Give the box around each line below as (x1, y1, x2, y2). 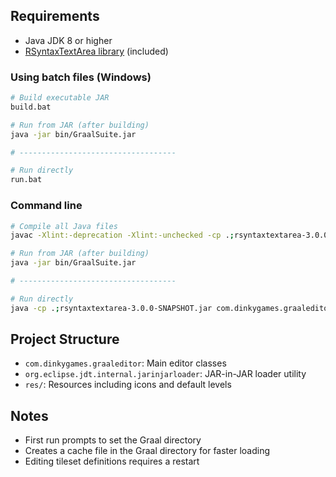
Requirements (10, 8, 100, 25)
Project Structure (10, 331, 120, 348)
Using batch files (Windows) (10, 70, 152, 84)
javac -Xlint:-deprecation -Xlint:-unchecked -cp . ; (10, 230, 235, 241)
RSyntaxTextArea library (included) (24, 45, 169, 57)
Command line (10, 199, 83, 213)
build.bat (10, 102, 52, 112)
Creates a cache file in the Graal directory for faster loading (24, 445, 271, 457)
